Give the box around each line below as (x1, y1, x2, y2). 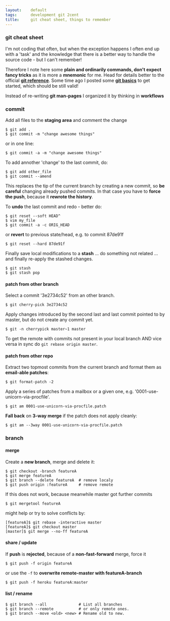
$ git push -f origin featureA (5, 561, 72, 566)
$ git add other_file (5, 169, 52, 174)
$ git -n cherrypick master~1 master (5, 326, 86, 332)
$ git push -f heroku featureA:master (5, 579, 88, 585)
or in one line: (5, 140, 34, 147)
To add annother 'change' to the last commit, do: (5, 159, 109, 165)
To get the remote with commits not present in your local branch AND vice (5, 336, 162, 342)
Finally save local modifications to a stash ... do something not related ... (5, 250, 158, 256)
